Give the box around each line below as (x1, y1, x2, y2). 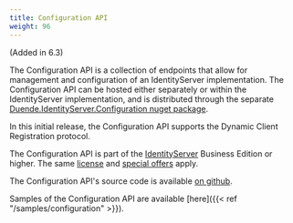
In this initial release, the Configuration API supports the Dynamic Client (9, 120, 278, 132)
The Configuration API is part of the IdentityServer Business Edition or (9, 147, 273, 159)
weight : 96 (9, 22, 51, 31)
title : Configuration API (9, 13, 108, 23)
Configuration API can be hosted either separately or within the (9, 84, 247, 95)
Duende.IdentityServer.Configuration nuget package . (9, 103, 209, 114)
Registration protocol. (9, 130, 91, 141)
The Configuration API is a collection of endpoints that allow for (9, 65, 248, 76)
